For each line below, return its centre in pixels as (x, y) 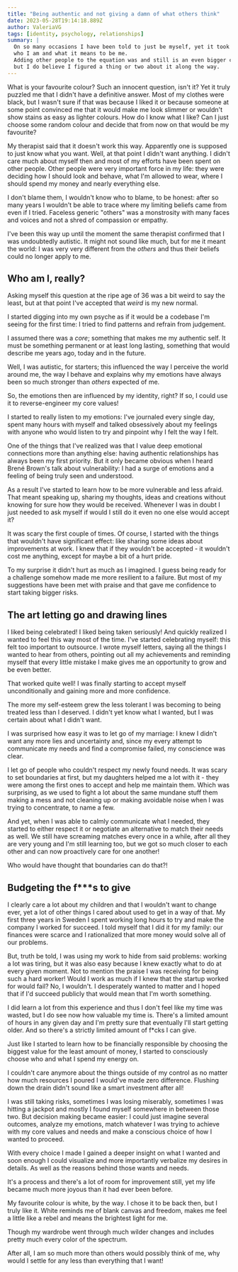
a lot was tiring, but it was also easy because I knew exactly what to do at (114, 964)
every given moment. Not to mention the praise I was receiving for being (113, 971)
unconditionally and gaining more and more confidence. (89, 691)
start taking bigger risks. (43, 592)
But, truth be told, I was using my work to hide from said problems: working (117, 956)
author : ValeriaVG (34, 27)
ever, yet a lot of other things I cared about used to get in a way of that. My (117, 912)
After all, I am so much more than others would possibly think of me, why (114, 1254)
